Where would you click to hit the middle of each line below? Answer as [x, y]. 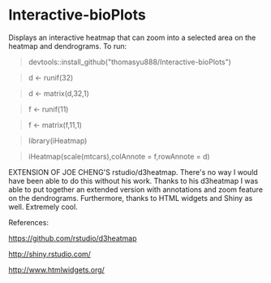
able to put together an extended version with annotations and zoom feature [136, 189]
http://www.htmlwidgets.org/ [57, 269]
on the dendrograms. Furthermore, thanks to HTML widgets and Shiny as [131, 198]
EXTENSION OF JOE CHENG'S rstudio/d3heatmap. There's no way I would [133, 172]
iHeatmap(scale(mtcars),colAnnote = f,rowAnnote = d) [119, 156]
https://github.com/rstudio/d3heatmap [73, 238]
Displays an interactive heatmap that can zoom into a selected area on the [132, 37]
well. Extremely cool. [43, 207]
